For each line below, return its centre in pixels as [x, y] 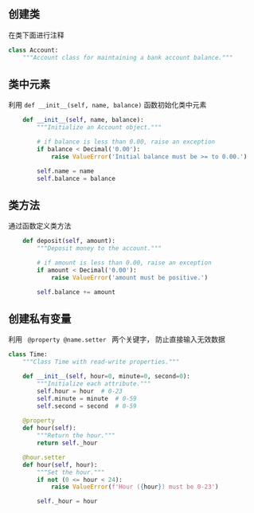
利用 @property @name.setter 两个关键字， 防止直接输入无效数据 [117, 339]
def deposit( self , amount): [69, 241]
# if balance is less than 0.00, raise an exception [126, 142]
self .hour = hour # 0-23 [80, 391]
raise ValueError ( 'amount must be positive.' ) [129, 277]
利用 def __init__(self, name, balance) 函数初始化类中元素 [107, 105]
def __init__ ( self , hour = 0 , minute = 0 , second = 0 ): [107, 377]
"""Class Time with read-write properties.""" [101, 362]
